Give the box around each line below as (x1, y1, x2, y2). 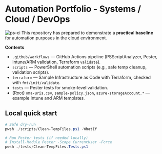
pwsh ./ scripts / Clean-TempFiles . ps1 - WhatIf (5, 126, 97, 132)
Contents (5, 44, 24, 50)
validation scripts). (12, 69, 50, 75)
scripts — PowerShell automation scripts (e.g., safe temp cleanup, (12, 64, 147, 70)
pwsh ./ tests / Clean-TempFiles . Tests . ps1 (5, 144, 89, 149)
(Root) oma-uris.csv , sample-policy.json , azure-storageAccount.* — (12, 90, 150, 96)
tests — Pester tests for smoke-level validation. (12, 85, 108, 90)
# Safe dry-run (5, 122, 36, 127)
